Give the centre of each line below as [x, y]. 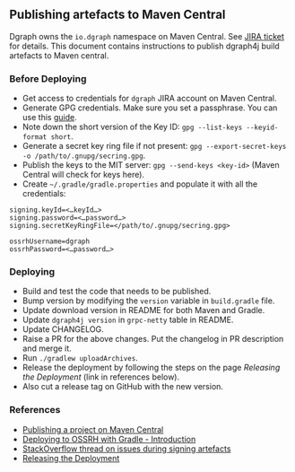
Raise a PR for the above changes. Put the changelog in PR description [153, 339]
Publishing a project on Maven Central [93, 429]
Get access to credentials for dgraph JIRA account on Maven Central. [149, 99]
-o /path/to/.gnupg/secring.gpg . [84, 155]
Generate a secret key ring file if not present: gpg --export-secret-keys [154, 146]
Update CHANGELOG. [63, 329]
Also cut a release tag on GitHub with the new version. [123, 387]
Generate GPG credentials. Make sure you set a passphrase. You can [150, 108]
